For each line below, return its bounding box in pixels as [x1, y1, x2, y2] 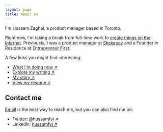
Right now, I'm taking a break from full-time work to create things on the [5, 35, 151, 41]
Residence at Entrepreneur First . [5, 45, 71, 51]
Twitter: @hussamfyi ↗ [12, 116, 59, 122]
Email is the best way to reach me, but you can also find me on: [5, 107, 134, 112]
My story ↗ [12, 74, 35, 80]
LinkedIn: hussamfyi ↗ [12, 121, 58, 127]
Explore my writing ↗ [12, 69, 55, 75]
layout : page [5, 7, 32, 12]
